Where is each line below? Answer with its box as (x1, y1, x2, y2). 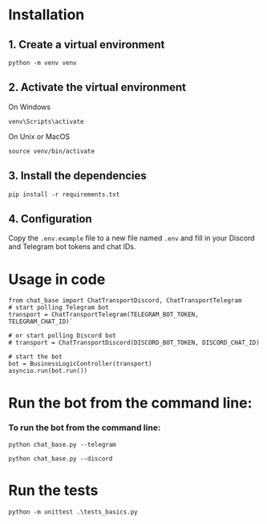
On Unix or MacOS (8, 131, 71, 141)
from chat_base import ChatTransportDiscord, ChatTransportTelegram (8, 297, 242, 305)
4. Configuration (8, 212, 92, 226)
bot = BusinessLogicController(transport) (8, 360, 152, 368)
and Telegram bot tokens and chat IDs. (8, 242, 136, 252)
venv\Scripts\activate (8, 117, 84, 125)
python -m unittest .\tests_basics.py (8, 508, 138, 516)
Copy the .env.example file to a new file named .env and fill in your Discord (8, 233, 255, 243)
